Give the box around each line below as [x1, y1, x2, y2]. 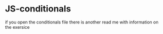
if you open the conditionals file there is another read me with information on [5, 19, 159, 25]
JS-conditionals [5, 3, 72, 14]
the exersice [5, 24, 30, 30]
